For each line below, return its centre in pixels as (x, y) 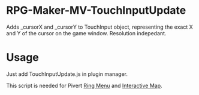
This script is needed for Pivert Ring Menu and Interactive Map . (85, 85)
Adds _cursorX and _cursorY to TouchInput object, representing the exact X (99, 27)
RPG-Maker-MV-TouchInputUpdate (96, 10)
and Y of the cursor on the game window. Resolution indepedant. (86, 33)
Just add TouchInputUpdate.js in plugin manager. (67, 74)
